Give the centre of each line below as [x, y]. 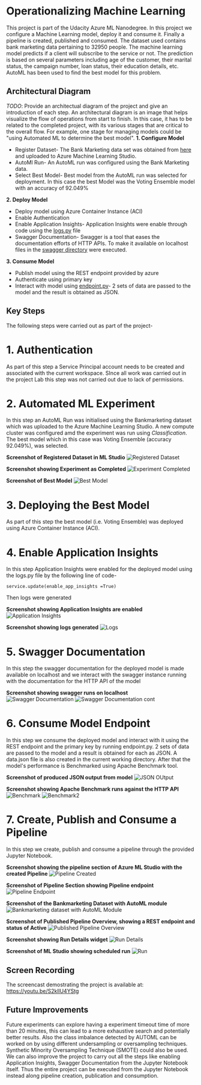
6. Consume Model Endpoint [78, 724]
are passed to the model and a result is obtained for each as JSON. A [92, 753]
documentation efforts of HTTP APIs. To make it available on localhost [101, 243]
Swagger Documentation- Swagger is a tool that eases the [87, 236]
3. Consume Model [30, 261]
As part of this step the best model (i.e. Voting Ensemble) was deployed [95, 522]
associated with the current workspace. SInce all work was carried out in [96, 373]
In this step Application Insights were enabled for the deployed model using [100, 569]
